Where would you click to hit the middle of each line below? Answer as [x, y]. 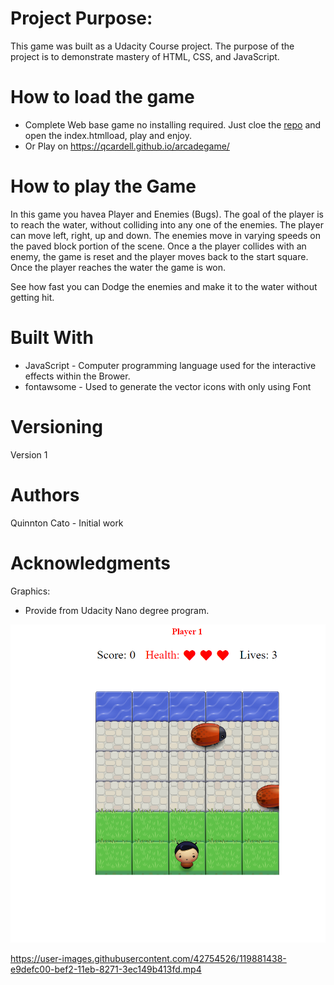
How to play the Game [103, 186]
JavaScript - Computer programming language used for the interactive [170, 365]
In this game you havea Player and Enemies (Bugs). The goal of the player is [167, 214]
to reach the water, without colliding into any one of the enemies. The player [167, 224]
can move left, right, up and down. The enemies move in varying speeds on [166, 235]
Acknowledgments [91, 563]
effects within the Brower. [77, 376]
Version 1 [29, 454]
